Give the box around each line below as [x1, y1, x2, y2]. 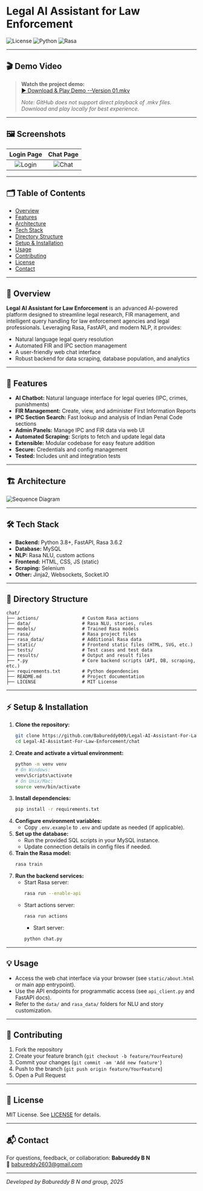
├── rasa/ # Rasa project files [6, 631, 137, 637]
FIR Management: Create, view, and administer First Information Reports [14, 408, 196, 414]
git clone [14, 733, 40, 739]
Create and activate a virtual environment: [14, 750, 124, 756]
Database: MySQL [14, 545, 62, 552]
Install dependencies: [14, 794, 71, 802]
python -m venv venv [14, 761, 67, 767]
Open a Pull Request [14, 1072, 66, 1079]
